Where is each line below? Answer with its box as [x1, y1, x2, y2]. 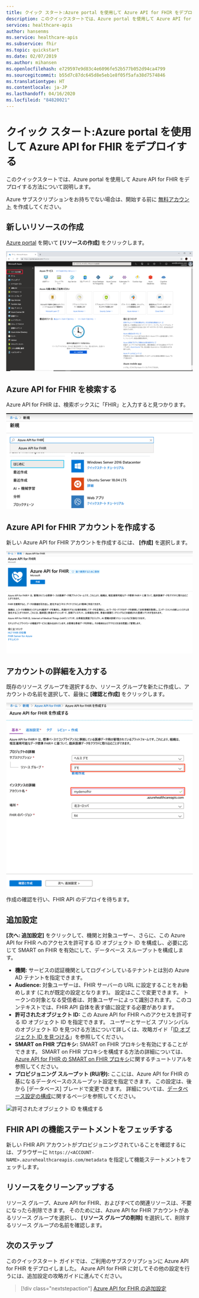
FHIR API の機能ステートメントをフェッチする [6, 1124, 173, 1134]
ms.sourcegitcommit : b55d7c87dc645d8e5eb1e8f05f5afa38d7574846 [6, 72, 166, 78]
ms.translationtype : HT [6, 78, 65, 84]
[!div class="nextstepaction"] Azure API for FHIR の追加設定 [20, 1284, 167, 1292]
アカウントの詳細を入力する [6, 666, 108, 677]
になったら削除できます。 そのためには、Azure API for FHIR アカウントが [6, 1207, 184, 1214]
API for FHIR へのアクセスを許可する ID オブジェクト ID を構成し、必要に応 [6, 939, 188, 946]
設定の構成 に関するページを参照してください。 [25, 1093, 139, 1100]
